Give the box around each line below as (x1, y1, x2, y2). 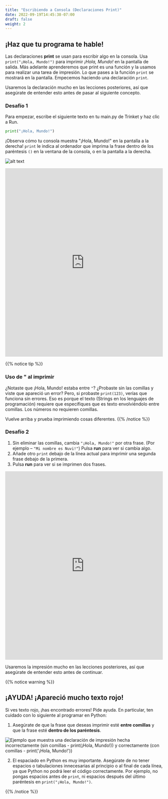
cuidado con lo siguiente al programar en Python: (5, 712, 107, 718)
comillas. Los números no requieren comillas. (5, 406, 98, 412)
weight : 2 (5, 21, 26, 27)
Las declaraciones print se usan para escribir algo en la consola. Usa (5, 53, 148, 59)
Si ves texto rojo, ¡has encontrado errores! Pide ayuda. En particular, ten (5, 707, 153, 713)
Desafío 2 (5, 428, 29, 435)
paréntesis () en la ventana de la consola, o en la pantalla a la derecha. (5, 149, 151, 155)
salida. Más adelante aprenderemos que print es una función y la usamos (5, 64, 156, 70)
